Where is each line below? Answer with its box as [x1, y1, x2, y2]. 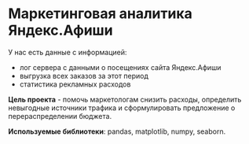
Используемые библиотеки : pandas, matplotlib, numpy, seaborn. [8, 127, 226, 136]
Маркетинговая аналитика [8, 5, 192, 23]
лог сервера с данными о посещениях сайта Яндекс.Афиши [19, 62, 222, 72]
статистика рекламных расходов [19, 79, 131, 89]
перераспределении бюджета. [8, 111, 112, 120]
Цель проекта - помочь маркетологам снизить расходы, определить [8, 94, 242, 104]
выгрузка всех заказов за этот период [19, 71, 149, 80]
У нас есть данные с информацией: [8, 47, 127, 57]
